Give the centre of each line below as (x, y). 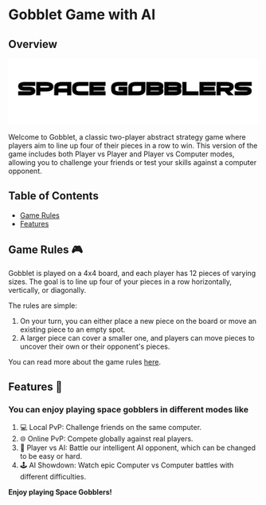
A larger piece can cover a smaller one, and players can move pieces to (137, 337)
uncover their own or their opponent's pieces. (95, 346)
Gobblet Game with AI (82, 15)
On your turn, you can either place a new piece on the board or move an (138, 321)
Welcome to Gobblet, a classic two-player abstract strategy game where (127, 136)
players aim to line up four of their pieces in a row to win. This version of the (133, 145)
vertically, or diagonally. (47, 290)
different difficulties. (53, 477)
